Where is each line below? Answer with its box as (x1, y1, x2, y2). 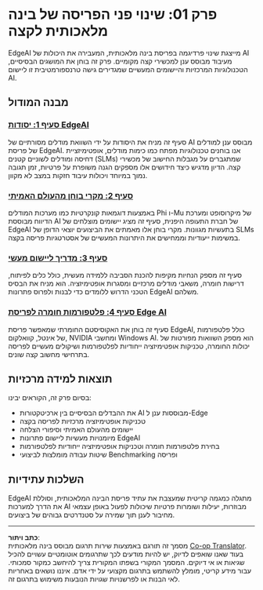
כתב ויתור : (8, 533, 41, 542)
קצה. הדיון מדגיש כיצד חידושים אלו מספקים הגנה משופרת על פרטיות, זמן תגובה (8, 162, 241, 172)
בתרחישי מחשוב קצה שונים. (8, 349, 90, 359)
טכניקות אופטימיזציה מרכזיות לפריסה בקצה (19, 417, 146, 426)
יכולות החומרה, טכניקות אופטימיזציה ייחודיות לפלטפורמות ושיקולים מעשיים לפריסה (8, 341, 250, 351)
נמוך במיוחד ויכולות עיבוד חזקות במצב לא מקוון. (8, 170, 148, 180)
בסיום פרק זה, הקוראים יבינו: (8, 393, 92, 402)
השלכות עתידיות (8, 472, 85, 486)
